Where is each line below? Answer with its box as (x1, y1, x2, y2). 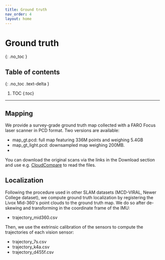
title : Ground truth (5, 7, 48, 12)
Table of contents (5, 68, 60, 76)
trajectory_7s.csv (12, 238, 47, 244)
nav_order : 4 (5, 12, 32, 17)
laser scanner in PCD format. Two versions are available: (5, 127, 120, 133)
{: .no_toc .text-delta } (5, 81, 50, 87)
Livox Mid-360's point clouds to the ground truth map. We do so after (5, 200, 146, 206)
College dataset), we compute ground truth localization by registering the (5, 194, 154, 200)
